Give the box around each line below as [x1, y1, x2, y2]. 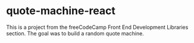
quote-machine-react [6, 4, 116, 18]
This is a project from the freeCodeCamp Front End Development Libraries [6, 24, 189, 31]
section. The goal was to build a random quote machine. [6, 29, 144, 37]
